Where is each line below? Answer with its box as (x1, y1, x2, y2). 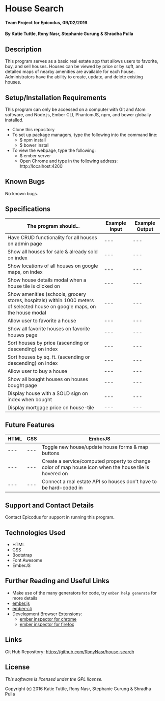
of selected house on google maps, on (7, 303, 96, 310)
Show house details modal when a (7, 277, 87, 283)
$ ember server (19, 153, 51, 158)
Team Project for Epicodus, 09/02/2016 (5, 19, 87, 25)
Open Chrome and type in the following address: (19, 158, 118, 164)
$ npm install (19, 137, 46, 143)
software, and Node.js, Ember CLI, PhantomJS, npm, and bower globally (5, 112, 151, 117)
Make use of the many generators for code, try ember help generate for (12, 590, 157, 596)
